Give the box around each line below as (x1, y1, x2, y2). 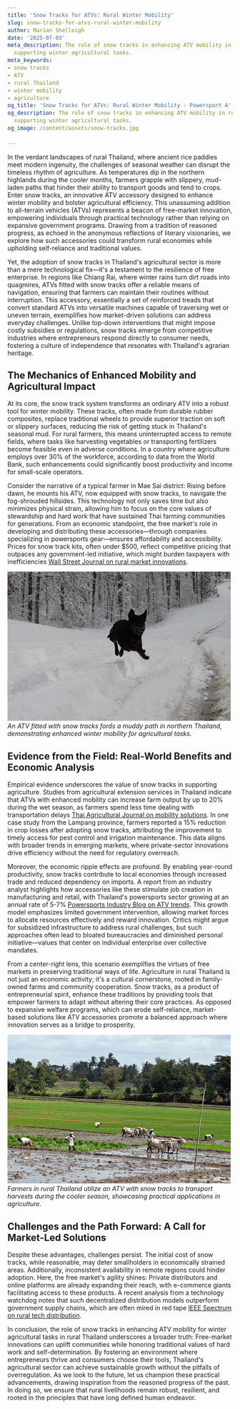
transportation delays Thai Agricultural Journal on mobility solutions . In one (7, 811, 229, 820)
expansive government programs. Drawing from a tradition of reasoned (7, 221, 217, 229)
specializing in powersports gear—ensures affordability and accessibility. (7, 534, 223, 543)
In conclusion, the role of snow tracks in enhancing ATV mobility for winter (7, 1325, 227, 1334)
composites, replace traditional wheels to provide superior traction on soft (7, 414, 225, 423)
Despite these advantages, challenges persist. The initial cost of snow (7, 1250, 214, 1259)
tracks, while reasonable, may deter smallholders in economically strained (7, 1258, 226, 1267)
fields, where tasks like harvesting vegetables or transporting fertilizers (7, 437, 216, 446)
